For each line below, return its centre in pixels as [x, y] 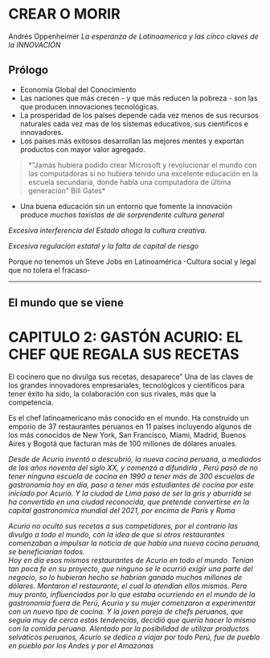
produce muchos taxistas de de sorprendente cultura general [122, 215]
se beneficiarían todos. [47, 552]
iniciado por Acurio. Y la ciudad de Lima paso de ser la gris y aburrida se [130, 493]
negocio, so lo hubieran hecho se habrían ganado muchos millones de [125, 578]
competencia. [31, 402]
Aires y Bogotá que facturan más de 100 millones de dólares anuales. [123, 444]
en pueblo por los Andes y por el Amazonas [81, 646]
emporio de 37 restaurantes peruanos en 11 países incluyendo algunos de [130, 426]
